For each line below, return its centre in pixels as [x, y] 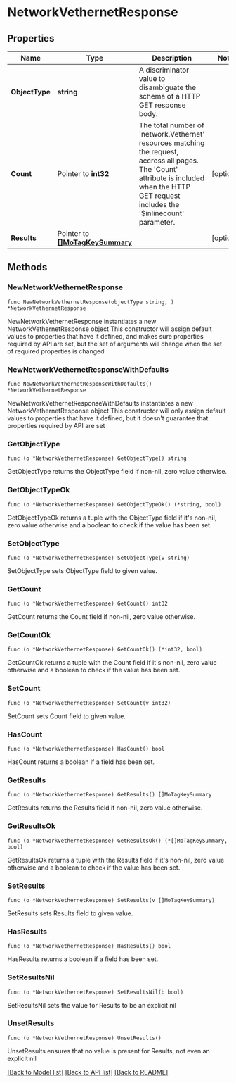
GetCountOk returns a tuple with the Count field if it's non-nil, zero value [112, 663]
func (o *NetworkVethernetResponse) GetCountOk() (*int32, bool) [105, 650]
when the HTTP [165, 187]
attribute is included [172, 178]
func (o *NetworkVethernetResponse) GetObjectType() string [97, 458]
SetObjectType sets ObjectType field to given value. [83, 570]
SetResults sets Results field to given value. [70, 913]
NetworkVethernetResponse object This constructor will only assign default [117, 411]
